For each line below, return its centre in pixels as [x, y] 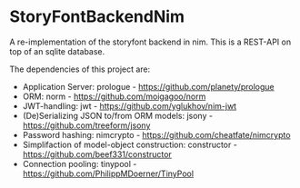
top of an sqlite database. [57, 51]
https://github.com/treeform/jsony [86, 125]
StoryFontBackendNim [97, 17]
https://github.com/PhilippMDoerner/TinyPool [108, 173]
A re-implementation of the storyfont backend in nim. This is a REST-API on [150, 42]
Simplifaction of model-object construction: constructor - [130, 144]
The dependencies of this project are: [80, 69]
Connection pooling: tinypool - [80, 163]
